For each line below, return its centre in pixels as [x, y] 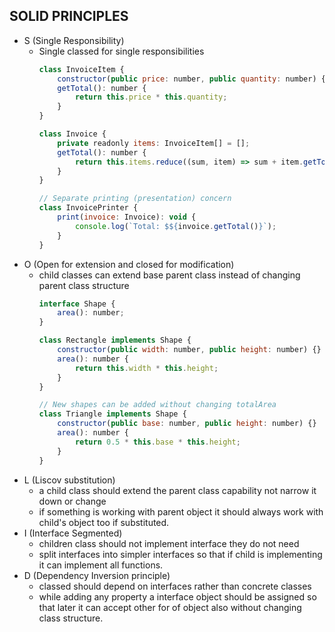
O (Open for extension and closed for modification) [129, 264]
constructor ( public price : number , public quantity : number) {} [194, 79]
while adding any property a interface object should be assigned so [177, 596]
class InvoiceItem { [81, 69]
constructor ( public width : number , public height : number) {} [189, 350]
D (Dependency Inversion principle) [97, 575]
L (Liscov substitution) [69, 480]
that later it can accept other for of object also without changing [170, 607]
